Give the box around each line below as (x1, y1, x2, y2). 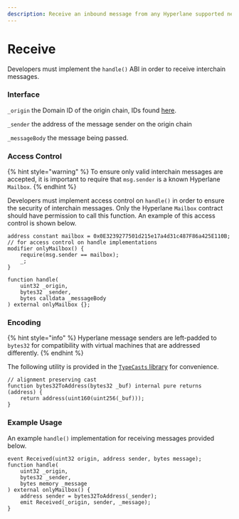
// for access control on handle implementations (7, 239, 158, 246)
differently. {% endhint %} (7, 349, 84, 358)
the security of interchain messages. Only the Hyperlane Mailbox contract (7, 204, 223, 213)
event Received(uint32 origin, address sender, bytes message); (7, 455, 202, 462)
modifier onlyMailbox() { (7, 245, 84, 252)
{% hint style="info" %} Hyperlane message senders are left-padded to (7, 333, 217, 342)
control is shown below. (7, 219, 77, 228)
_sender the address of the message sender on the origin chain (7, 119, 192, 128)
